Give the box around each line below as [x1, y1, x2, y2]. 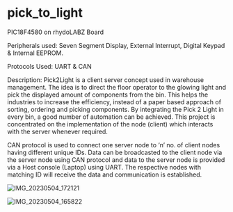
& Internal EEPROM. [7, 49, 64, 57]
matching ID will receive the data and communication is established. [7, 170, 202, 179]
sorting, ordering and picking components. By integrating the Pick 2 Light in [7, 105, 224, 113]
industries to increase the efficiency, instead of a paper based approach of [7, 97, 221, 106]
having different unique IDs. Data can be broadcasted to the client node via [7, 148, 223, 156]
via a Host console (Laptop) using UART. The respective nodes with [7, 163, 202, 171]
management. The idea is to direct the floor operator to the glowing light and [7, 83, 227, 91]
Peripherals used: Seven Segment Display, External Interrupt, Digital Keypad [7, 41, 225, 49]
